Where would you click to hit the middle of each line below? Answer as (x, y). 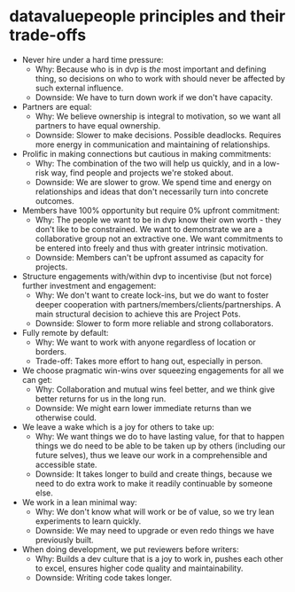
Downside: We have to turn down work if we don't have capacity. (154, 97)
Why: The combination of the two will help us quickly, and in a (148, 163)
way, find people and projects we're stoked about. (142, 172)
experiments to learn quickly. (88, 521)
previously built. (65, 540)
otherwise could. (66, 417)
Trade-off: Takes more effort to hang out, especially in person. (149, 361)
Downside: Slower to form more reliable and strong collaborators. (154, 323)
